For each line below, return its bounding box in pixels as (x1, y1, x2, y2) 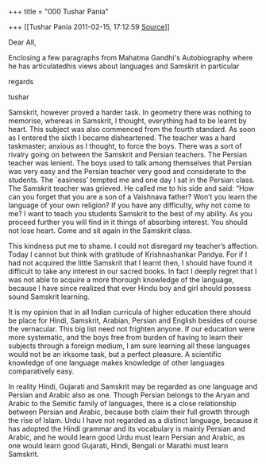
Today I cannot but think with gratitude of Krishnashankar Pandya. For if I (8, 250, 248, 259)
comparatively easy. (8, 366, 75, 376)
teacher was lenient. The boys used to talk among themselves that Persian (8, 158, 253, 168)
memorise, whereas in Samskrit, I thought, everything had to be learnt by (8, 116, 247, 126)
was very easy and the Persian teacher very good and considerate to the (8, 167, 247, 176)
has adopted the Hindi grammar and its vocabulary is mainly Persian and (8, 424, 246, 433)
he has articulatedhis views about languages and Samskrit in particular (8, 61, 240, 71)
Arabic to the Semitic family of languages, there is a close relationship (8, 399, 237, 408)
